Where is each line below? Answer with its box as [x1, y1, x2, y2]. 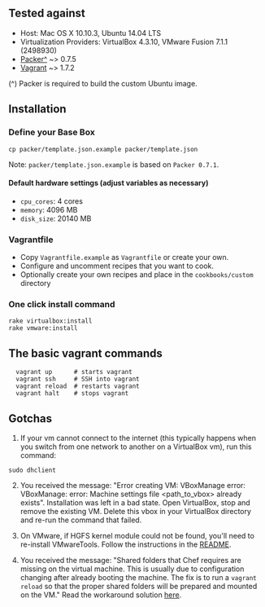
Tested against [8, 7, 85, 20]
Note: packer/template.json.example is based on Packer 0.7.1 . [8, 159, 219, 169]
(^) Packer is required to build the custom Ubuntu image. [8, 78, 198, 88]
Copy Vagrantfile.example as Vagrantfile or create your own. [20, 253, 229, 262]
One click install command [8, 298, 115, 310]
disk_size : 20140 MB [20, 213, 92, 223]
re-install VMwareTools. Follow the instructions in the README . [20, 539, 232, 549]
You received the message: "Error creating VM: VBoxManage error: [20, 480, 246, 490]
